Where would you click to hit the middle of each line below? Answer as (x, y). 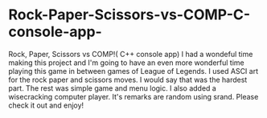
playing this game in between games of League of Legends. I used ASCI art (133, 71)
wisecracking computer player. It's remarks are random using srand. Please (133, 96)
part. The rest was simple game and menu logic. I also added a (113, 88)
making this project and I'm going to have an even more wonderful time (127, 63)
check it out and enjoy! (46, 105)
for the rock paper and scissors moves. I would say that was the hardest (128, 79)
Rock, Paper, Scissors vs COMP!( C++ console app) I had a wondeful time (131, 54)
